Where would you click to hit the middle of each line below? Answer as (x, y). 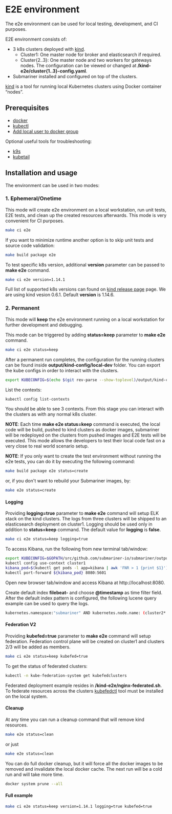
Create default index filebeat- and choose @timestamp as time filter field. (84, 592)
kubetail (21, 157)
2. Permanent (23, 308)
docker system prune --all (34, 784)
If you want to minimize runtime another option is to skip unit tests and (79, 240)
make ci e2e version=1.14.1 (35, 279)
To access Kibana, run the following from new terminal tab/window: (77, 549)
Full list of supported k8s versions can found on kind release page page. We (86, 290)
